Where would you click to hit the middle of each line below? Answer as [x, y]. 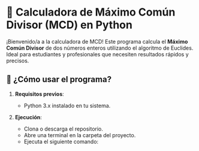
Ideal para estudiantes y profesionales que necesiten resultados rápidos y [97, 54]
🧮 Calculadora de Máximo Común [91, 12]
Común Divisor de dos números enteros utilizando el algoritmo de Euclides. [100, 48]
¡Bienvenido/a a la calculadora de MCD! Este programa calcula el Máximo [97, 41]
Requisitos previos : [39, 94]
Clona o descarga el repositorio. [64, 129]
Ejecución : [28, 117]
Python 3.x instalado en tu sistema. [67, 105]
